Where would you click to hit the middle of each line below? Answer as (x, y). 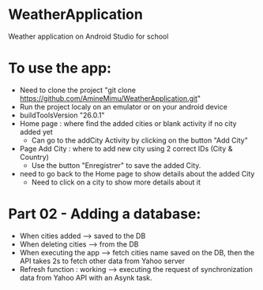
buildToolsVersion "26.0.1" (62, 115)
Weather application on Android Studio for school (88, 36)
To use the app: (60, 68)
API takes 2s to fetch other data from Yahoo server (102, 261)
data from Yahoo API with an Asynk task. (86, 277)
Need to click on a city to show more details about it (116, 182)
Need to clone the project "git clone (78, 90)
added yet (36, 132)
